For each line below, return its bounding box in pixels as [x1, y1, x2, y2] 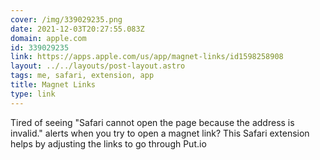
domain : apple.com [10, 33, 87, 43]
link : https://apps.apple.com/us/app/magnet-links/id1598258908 [10, 52, 284, 62]
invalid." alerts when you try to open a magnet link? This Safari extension [10, 127, 310, 139]
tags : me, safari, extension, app [10, 71, 155, 81]
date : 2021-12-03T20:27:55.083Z [10, 24, 145, 34]
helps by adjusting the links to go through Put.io [10, 137, 207, 150]
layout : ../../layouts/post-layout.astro [10, 61, 186, 71]
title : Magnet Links [10, 80, 97, 90]
